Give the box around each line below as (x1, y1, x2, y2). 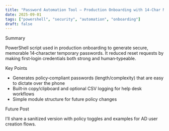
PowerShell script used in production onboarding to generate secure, (5, 45, 148, 51)
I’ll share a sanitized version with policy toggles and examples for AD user (5, 116, 158, 122)
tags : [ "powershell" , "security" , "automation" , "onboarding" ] (5, 17, 141, 22)
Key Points (5, 65, 28, 71)
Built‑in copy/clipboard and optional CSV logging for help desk (12, 86, 142, 92)
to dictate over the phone (12, 80, 65, 86)
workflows (12, 91, 35, 97)
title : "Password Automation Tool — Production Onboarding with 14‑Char (5, 7, 161, 13)
